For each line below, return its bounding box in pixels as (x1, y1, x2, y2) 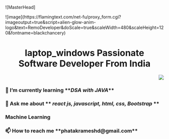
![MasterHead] (5, 4, 36, 10)
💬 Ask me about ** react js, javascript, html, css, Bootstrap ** (5, 100, 159, 107)
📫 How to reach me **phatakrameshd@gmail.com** (5, 127, 138, 134)
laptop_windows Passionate (25, 47, 144, 59)
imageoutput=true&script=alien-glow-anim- (5, 19, 96, 25)
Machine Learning (5, 113, 51, 120)
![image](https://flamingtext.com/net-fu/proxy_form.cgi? (5, 14, 122, 19)
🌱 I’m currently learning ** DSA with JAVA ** (5, 86, 115, 93)
